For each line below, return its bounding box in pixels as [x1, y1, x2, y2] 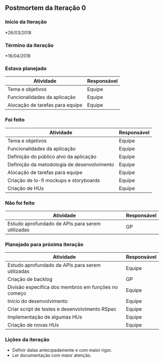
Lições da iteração [5, 336, 50, 343]
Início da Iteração [5, 19, 47, 25]
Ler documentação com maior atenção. [12, 352, 92, 358]
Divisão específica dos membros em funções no [7, 284, 118, 291]
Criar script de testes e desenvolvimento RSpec [7, 306, 117, 313]
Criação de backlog [7, 276, 53, 282]
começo [7, 290, 26, 297]
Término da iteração [5, 41, 54, 48]
